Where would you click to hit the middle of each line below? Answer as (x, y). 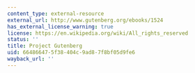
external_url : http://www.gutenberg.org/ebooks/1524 (85, 20)
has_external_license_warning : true (60, 26)
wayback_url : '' (31, 59)
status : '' (23, 40)
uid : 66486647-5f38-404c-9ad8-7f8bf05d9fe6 (71, 53)
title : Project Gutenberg (45, 46)
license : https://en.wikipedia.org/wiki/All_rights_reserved (98, 33)
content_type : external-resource (56, 14)
